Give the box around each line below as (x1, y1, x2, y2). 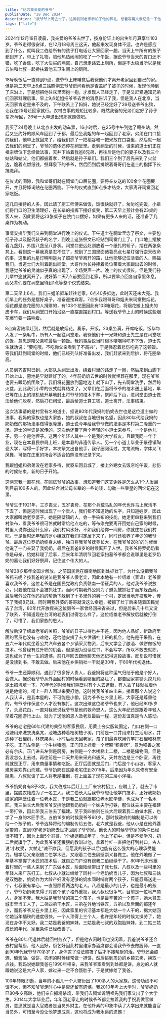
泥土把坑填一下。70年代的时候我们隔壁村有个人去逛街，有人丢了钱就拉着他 (5, 682, 158, 688)
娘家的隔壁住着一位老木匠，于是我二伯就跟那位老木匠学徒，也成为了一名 (5, 796, 152, 802)
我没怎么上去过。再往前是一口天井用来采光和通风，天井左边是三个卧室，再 (5, 755, 157, 761)
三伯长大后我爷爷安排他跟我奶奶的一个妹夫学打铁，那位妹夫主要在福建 (18, 802, 161, 808)
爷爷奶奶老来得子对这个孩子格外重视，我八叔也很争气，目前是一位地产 (13, 889, 157, 895)
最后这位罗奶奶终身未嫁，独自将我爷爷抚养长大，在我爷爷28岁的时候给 (13, 539, 158, 545)
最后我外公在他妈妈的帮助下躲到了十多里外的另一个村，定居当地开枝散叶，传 (5, 593, 161, 599)
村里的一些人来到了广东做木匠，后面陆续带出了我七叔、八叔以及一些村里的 (9, 864, 161, 870)
